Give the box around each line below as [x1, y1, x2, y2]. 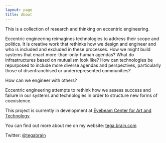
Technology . [5, 112, 31, 118]
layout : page [5, 7, 33, 13]
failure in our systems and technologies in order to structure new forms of [5, 92, 158, 98]
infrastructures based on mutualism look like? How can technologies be [5, 57, 153, 63]
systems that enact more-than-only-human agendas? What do [5, 51, 134, 58]
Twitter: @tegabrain [5, 132, 46, 138]
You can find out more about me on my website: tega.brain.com [5, 122, 137, 128]
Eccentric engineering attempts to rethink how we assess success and [5, 87, 151, 93]
